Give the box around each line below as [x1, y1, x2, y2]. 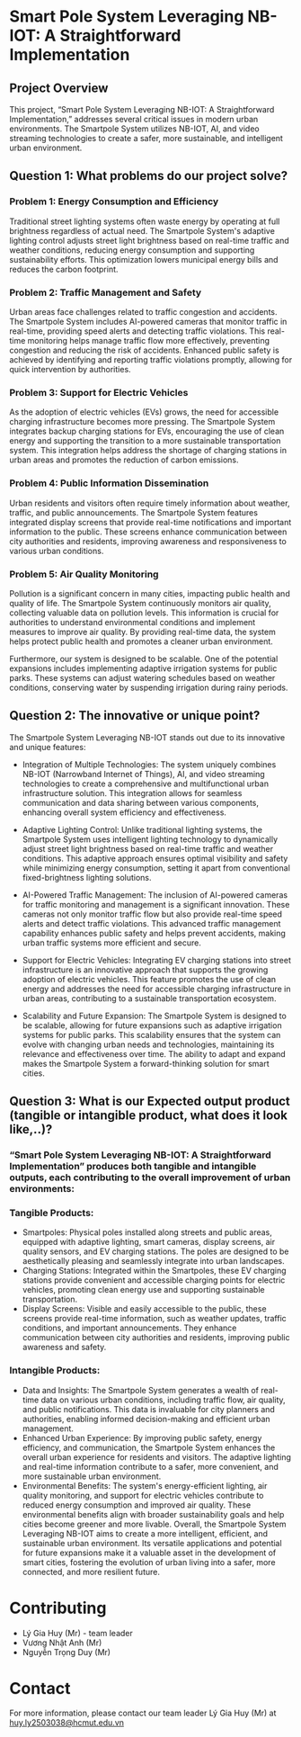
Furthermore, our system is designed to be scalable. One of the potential [9, 653, 279, 664]
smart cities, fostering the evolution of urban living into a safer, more [22, 1556, 276, 1567]
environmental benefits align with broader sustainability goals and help [22, 1509, 285, 1519]
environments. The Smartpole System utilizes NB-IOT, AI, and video [9, 123, 260, 134]
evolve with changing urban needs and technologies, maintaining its [22, 1039, 275, 1050]
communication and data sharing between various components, [22, 797, 259, 808]
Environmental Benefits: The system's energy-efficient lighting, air [22, 1480, 268, 1491]
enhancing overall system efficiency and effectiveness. [22, 807, 227, 818]
